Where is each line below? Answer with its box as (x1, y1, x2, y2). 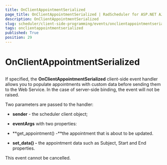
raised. (5, 92, 19, 98)
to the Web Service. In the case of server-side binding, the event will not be (5, 86, 160, 92)
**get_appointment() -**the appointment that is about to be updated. (12, 130, 154, 137)
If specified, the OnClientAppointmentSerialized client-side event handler (5, 76, 158, 82)
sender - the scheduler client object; (12, 111, 88, 117)
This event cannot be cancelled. (5, 155, 71, 161)
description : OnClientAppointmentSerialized (5, 16, 99, 21)
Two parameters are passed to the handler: (5, 101, 93, 107)
